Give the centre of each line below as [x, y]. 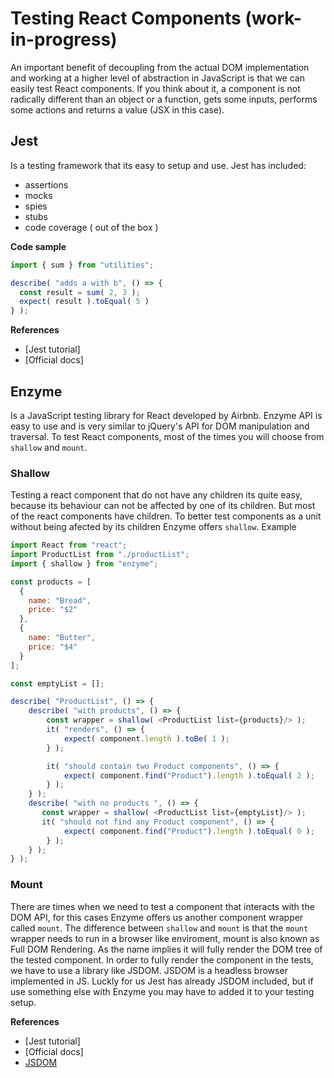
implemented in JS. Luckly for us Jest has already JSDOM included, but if [162, 981]
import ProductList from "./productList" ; [100, 555]
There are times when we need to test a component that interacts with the [162, 906]
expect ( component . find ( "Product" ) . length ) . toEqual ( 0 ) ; [189, 831]
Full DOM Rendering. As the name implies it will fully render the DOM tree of [166, 949]
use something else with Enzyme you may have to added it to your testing [162, 991]
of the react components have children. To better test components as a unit [166, 516]
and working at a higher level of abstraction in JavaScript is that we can [157, 78]
